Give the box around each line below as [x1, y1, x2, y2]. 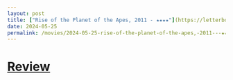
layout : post [7, 10, 45, 17]
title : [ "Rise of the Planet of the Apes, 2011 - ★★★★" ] [7, 17, 175, 23]
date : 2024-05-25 [7, 23, 58, 30]
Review [7, 59, 51, 74]
